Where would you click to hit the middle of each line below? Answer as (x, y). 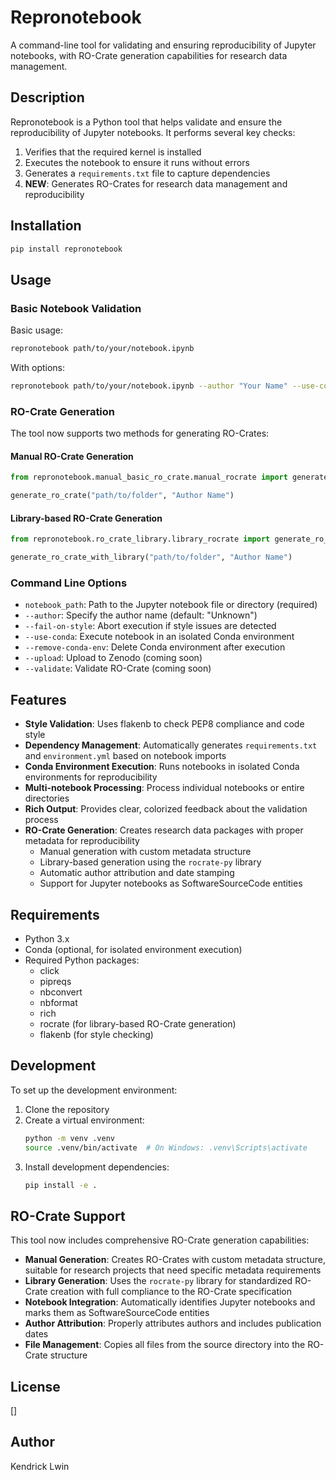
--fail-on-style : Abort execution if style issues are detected (150, 626)
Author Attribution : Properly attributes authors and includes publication (173, 1323)
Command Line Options (69, 583)
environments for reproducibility (91, 777)
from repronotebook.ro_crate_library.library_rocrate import (140, 539)
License (35, 1386)
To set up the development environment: (94, 1090)
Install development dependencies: (97, 1167)
